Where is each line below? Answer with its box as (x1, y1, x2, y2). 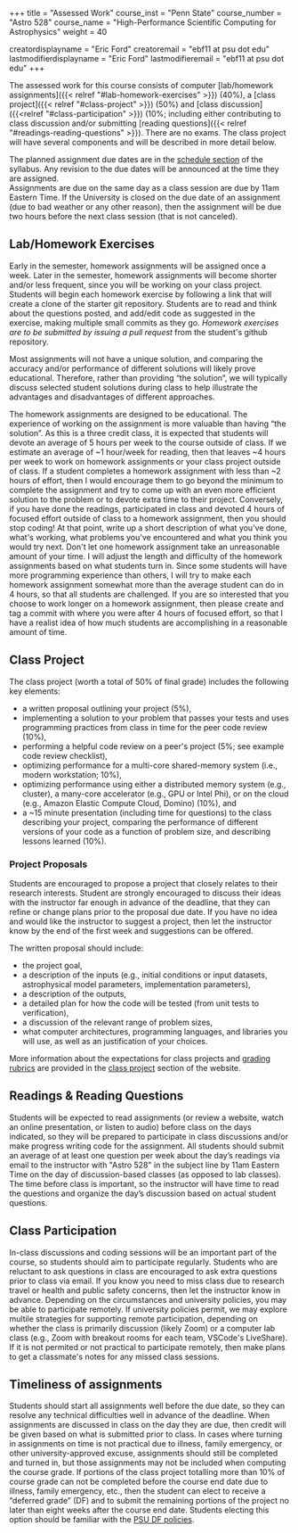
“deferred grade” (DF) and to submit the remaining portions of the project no (9, 1496, 289, 1506)
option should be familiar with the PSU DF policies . (9, 1514, 195, 1525)
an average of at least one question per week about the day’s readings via (9, 1150, 280, 1160)
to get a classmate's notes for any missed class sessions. (9, 1351, 220, 1362)
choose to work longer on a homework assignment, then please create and (9, 598, 285, 609)
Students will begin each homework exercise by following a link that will (9, 289, 272, 300)
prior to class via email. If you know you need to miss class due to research (9, 1275, 285, 1286)
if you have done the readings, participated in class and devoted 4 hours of (9, 503, 286, 514)
